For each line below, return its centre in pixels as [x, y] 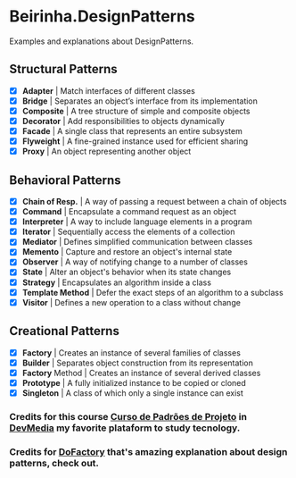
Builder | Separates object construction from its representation [138, 363]
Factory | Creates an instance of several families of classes [131, 352]
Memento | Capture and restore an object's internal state [127, 252]
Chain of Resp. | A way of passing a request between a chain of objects [154, 201]
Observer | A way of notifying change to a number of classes [135, 262]
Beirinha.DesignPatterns [103, 17]
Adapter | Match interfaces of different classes [109, 90]
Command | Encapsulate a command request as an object [129, 212]
